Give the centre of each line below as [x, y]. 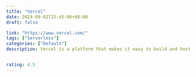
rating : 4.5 [21, 65]
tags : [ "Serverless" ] [33, 38]
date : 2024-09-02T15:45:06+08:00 [47, 17]
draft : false [22, 22]
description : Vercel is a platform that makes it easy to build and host [99, 49]
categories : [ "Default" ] [36, 44]
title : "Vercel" [26, 11]
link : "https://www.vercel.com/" [47, 33]
